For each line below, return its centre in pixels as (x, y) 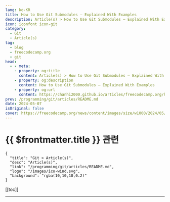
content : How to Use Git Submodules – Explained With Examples (87, 85)
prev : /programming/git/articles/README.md (52, 99)
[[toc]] (12, 189)
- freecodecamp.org (30, 52)
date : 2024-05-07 (24, 104)
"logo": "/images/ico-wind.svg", (45, 171)
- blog (17, 47)
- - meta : (20, 66)
